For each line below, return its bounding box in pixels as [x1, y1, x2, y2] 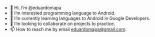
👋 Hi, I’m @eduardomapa [9, 5, 61, 10]
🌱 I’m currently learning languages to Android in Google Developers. [9, 15, 150, 21]
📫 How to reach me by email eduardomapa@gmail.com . [9, 26, 126, 32]
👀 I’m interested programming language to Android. [9, 10, 116, 16]
